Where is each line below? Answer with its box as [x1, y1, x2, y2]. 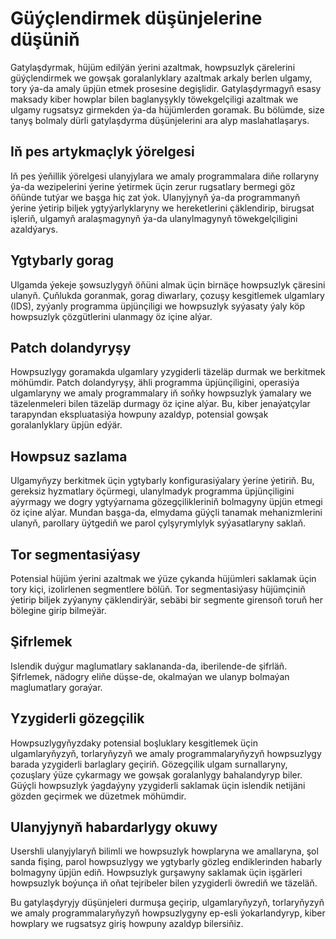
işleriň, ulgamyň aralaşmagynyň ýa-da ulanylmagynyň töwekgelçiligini [10, 212, 298, 224]
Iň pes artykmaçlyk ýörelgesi [10, 143, 195, 161]
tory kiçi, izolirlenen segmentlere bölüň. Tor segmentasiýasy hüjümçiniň [10, 583, 306, 595]
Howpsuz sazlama [10, 448, 128, 465]
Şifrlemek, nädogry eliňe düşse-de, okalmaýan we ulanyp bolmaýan [10, 670, 290, 682]
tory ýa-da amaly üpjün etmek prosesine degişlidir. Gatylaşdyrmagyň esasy [10, 82, 322, 94]
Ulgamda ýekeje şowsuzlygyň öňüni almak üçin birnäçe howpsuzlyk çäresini [10, 278, 326, 291]
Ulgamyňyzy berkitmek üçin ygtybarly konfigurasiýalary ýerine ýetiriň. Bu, [10, 475, 315, 487]
